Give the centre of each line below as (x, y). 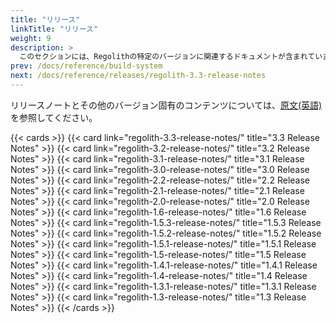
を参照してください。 (54, 117)
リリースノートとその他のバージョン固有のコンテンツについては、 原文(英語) (166, 105)
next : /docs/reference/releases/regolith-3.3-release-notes (138, 76)
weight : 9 (31, 38)
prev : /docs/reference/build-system (86, 66)
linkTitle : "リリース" (54, 29)
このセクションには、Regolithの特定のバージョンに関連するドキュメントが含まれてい (171, 57)
